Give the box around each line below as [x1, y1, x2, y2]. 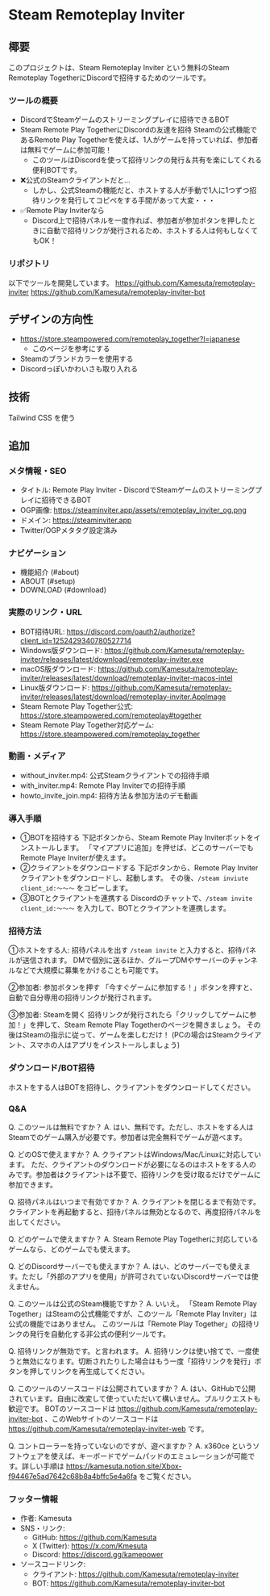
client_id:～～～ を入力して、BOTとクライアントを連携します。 [19, 903, 231, 913]
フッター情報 [8, 1493, 59, 1505]
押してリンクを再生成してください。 [29, 1366, 149, 1376]
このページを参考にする [31, 344, 110, 354]
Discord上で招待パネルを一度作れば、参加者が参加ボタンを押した [31, 216, 249, 225]
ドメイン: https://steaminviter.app [19, 515, 132, 525]
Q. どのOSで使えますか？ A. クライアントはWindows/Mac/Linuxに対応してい [8, 1149, 262, 1159]
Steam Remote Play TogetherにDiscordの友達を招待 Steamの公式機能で [19, 125, 258, 135]
